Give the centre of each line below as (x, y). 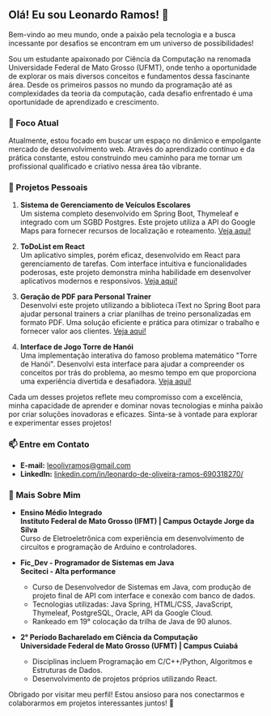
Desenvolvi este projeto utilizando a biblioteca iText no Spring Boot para (140, 306)
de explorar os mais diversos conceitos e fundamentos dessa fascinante (129, 76)
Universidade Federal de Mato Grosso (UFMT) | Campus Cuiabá (129, 646)
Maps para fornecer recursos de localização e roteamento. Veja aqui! (135, 231)
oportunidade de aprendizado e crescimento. (84, 101)
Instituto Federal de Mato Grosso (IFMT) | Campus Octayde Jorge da (137, 521)
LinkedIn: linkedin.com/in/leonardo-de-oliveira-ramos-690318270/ (132, 474)
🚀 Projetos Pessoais (48, 187)
